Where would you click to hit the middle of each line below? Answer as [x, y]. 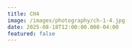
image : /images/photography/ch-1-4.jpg [66, 20]
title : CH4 [23, 14]
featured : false [31, 34]
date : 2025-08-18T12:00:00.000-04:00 [63, 27]
